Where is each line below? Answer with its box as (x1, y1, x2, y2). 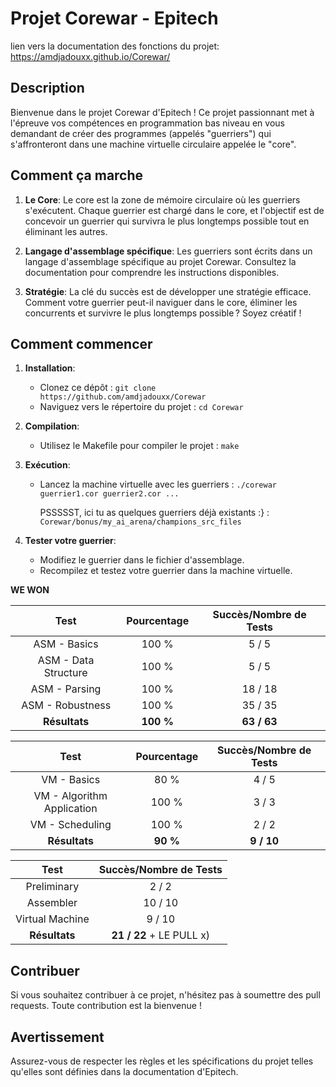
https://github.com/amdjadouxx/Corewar (39, 392, 207, 402)
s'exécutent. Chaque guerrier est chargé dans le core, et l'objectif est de (24, 204, 325, 216)
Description (10, 80, 85, 97)
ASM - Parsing (30, 682, 102, 696)
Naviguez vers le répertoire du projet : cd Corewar (39, 401, 244, 413)
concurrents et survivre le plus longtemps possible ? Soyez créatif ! (24, 307, 302, 319)
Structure (43, 666, 88, 680)
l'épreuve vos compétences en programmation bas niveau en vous (10, 117, 285, 129)
